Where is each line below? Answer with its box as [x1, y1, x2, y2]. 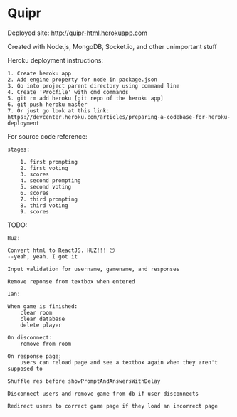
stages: [7, 146, 31, 153]
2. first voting [20, 164, 69, 171]
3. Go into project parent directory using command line [7, 82, 180, 90]
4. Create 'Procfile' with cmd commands [7, 88, 130, 95]
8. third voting [20, 201, 69, 209]
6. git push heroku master [7, 101, 88, 108]
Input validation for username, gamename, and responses [7, 265, 180, 273]
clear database [20, 315, 65, 322]
